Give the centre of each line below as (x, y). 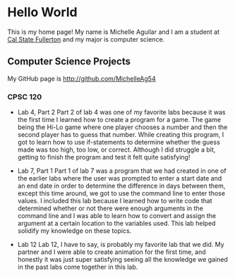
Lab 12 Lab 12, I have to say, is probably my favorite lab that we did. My (121, 245)
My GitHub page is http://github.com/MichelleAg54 (82, 78)
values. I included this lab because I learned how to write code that (115, 201)
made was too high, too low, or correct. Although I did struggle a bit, (116, 150)
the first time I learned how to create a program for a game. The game (119, 120)
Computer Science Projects (69, 62)
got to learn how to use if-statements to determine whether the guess (119, 143)
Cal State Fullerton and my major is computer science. (86, 39)
